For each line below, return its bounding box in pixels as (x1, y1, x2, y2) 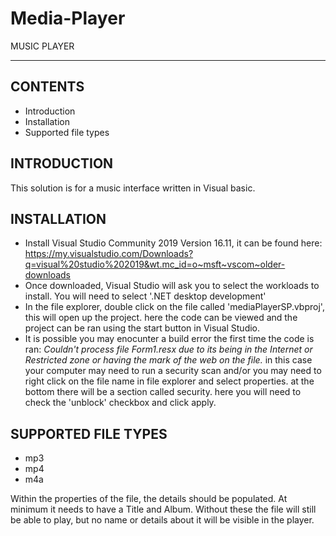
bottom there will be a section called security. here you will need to (24, 386, 302, 398)
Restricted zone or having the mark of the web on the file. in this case (24, 354, 313, 366)
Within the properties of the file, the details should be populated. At (10, 493, 288, 505)
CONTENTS (10, 78, 85, 96)
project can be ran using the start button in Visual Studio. (24, 322, 261, 334)
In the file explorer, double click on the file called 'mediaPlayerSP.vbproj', (24, 301, 325, 313)
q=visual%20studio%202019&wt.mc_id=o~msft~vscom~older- (24, 258, 286, 271)
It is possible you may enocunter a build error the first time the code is (24, 333, 315, 345)
